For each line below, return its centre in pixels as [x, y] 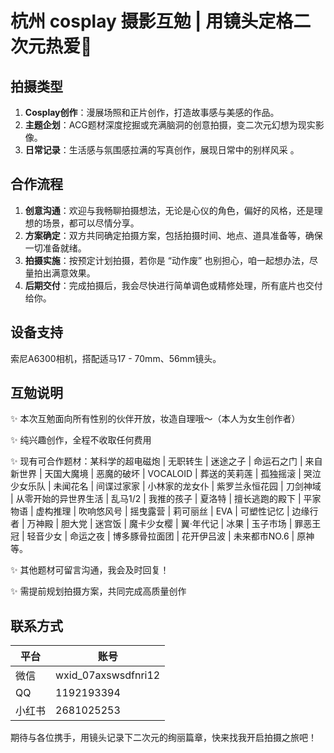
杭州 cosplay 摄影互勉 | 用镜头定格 [152, 21]
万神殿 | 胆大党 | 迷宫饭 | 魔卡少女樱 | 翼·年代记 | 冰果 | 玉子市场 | [159, 524]
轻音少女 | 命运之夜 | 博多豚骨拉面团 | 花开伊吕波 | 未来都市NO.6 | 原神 [170, 536]
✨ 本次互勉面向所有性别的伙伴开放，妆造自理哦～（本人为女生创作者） [155, 419]
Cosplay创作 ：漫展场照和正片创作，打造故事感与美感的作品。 [152, 112]
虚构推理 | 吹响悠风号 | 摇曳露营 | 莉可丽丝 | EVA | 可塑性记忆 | [162, 511]
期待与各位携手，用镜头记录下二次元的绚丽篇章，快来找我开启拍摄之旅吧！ [163, 738]
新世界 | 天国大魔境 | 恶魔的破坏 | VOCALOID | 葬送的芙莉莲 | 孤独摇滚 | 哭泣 [166, 474]
